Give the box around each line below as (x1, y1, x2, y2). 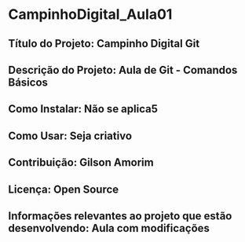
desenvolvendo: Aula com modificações (8, 222, 210, 235)
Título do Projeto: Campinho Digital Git (8, 37, 200, 50)
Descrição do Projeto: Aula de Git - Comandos (8, 63, 238, 76)
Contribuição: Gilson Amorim (8, 156, 155, 170)
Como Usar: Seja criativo (8, 129, 132, 142)
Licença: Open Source (8, 182, 119, 196)
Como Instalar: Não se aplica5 (8, 102, 159, 115)
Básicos (8, 75, 49, 89)
